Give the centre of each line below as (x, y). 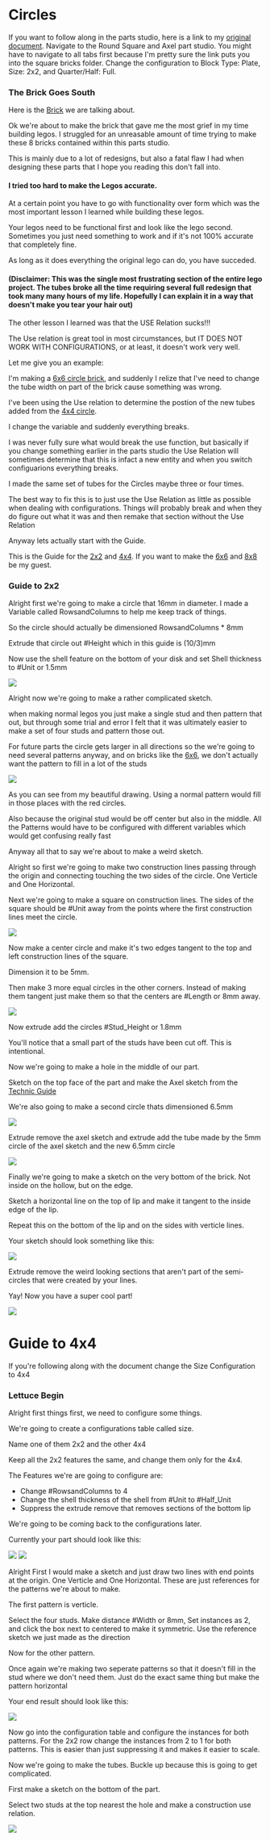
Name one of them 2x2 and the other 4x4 (77, 1444)
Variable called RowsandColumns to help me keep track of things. (118, 612)
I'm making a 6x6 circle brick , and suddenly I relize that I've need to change (134, 378)
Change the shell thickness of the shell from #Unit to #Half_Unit (125, 1500)
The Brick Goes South (52, 92)
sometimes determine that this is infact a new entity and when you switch (130, 459)
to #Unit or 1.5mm (38, 667)
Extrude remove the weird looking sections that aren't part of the (116, 1271)
